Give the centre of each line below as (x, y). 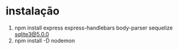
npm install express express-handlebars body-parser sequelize (94, 28)
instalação (33, 11)
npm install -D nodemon (45, 40)
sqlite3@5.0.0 (32, 34)
